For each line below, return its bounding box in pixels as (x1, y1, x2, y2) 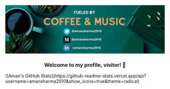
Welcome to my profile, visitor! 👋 (44, 61, 126, 68)
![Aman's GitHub (5, 73, 40, 79)
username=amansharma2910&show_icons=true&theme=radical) (5, 78, 140, 84)
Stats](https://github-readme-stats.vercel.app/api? (40, 73, 147, 79)
